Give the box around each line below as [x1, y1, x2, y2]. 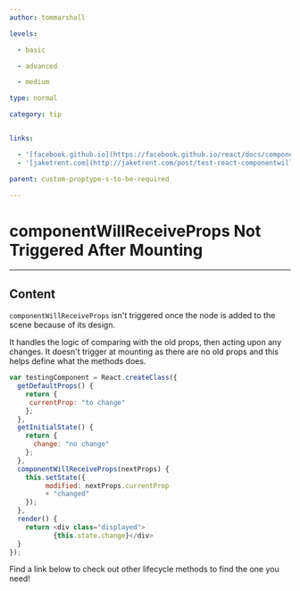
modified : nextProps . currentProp [45, 481, 170, 490]
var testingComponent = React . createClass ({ [9, 373, 178, 383]
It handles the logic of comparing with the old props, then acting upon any [9, 337, 282, 348]
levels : [9, 29, 38, 38]
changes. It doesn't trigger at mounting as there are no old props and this [9, 346, 279, 358]
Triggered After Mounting [9, 240, 204, 260]
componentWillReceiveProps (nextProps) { [17, 464, 170, 474]
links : [9, 134, 34, 143]
